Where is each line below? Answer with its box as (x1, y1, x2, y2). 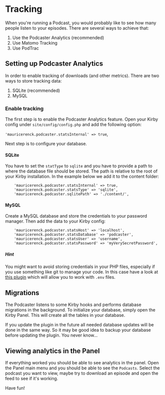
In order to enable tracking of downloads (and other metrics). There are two (5, 73, 160, 79)
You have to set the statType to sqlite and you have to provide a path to (5, 163, 153, 169)
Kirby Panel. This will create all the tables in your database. (5, 312, 125, 318)
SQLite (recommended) (12, 88, 60, 93)
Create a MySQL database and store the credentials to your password (5, 213, 147, 219)
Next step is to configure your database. (5, 141, 87, 147)
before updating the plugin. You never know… (5, 332, 98, 338)
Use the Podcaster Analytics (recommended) (12, 35, 105, 41)
